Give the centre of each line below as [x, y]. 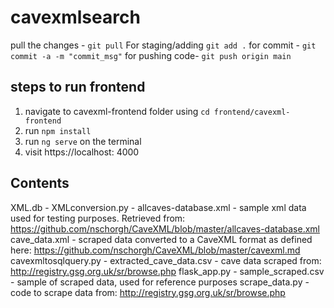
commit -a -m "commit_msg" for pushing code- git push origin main [151, 55]
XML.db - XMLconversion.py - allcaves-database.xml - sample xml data [158, 207]
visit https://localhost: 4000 [82, 152]
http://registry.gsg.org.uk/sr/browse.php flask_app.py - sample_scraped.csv [167, 271]
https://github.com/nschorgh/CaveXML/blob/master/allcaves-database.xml [165, 228]
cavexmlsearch [75, 17]
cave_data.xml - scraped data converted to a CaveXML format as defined [161, 239]
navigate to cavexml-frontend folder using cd [117, 111]
